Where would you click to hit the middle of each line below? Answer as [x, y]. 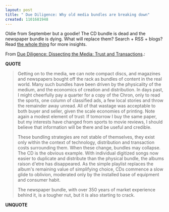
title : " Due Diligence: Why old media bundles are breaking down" [78, 15]
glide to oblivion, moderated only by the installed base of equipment [88, 175]
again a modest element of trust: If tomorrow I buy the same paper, [87, 117]
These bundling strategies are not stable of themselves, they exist [86, 137]
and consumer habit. [39, 180]
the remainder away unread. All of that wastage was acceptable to [87, 106]
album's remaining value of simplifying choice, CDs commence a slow [90, 169]
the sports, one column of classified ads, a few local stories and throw [91, 100]
